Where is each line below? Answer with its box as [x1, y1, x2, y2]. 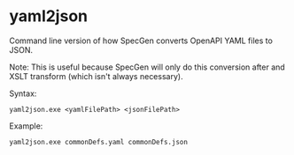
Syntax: [9, 88, 37, 99]
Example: [9, 121, 43, 131]
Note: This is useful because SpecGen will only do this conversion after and [9, 62, 285, 72]
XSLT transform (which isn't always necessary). [9, 70, 183, 81]
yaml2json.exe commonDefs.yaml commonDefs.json [9, 137, 189, 146]
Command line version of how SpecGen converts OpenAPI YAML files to [9, 35, 273, 46]
